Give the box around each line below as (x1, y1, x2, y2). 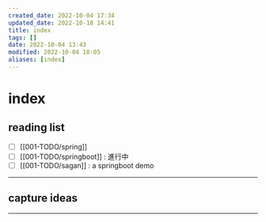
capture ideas (8, 191, 78, 205)
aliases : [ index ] (8, 56, 66, 64)
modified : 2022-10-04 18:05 (8, 48, 101, 56)
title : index (8, 26, 51, 34)
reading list (8, 121, 66, 134)
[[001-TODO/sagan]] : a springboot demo (19, 161, 154, 170)
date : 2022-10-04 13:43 (8, 41, 87, 49)
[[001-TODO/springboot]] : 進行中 (19, 152, 129, 161)
